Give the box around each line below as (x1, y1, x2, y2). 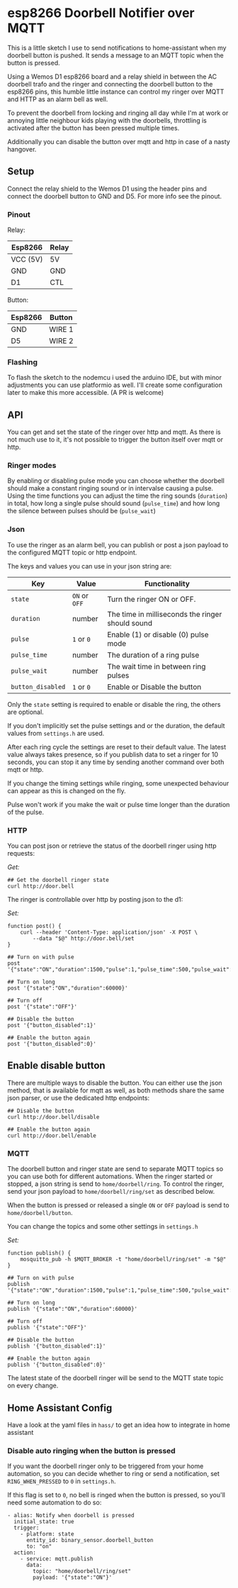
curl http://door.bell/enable (7, 1132, 97, 1139)
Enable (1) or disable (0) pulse (107, 630, 209, 639)
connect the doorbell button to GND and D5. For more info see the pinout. (7, 191, 222, 200)
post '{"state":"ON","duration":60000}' (7, 985, 129, 992)
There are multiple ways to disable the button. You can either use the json (7, 1078, 222, 1087)
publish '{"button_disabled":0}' (7, 1361, 106, 1369)
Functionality (144, 578, 190, 588)
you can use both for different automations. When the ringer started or (7, 1172, 213, 1181)
